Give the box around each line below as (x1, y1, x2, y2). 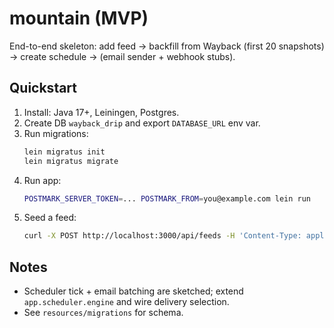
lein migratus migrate (23, 156, 119, 166)
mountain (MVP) (9, 7, 149, 30)
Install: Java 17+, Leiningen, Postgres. (23, 106, 180, 118)
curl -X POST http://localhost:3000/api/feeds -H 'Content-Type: (23, 231, 302, 241)
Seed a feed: (23, 212, 77, 224)
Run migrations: (23, 127, 89, 139)
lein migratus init (23, 147, 106, 157)
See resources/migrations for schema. (23, 307, 184, 319)
